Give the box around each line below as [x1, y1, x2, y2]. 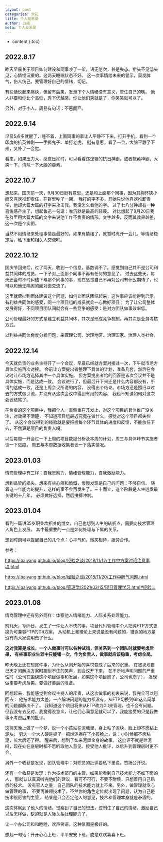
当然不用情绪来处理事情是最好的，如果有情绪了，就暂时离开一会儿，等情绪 [5, 230, 154, 236]
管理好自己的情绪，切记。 [38, 78, 90, 84]
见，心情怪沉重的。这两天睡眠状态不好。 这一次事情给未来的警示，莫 [5, 72, 142, 78]
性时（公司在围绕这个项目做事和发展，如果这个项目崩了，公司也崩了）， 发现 [5, 673, 157, 680]
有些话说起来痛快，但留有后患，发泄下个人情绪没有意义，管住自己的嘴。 [5, 89, 149, 95]
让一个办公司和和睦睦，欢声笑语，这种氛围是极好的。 [5, 821, 112, 827]
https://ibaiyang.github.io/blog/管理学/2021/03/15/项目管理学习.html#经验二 [5, 584, 156, 590]
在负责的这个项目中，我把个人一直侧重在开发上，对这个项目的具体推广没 [5, 407, 149, 413]
